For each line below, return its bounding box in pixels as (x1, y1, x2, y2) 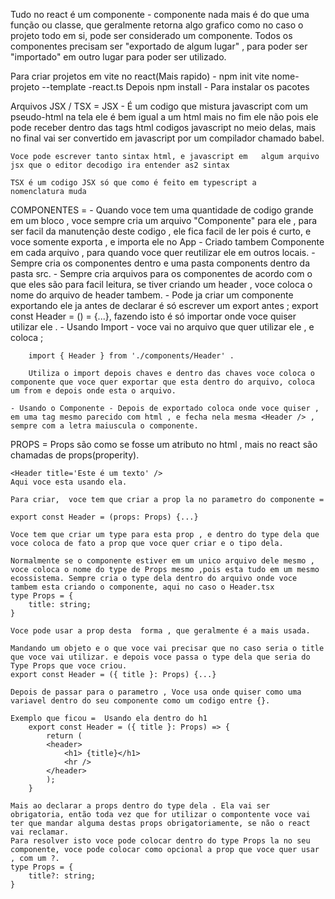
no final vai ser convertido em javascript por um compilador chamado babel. (10, 132, 325, 144)
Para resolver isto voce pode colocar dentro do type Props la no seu (10, 836, 311, 846)
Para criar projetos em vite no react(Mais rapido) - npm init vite (10, 70, 270, 82)
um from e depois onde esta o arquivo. (10, 386, 177, 396)
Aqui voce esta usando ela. (10, 477, 128, 487)
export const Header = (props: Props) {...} (10, 512, 199, 522)
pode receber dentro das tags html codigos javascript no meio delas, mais (10, 122, 317, 133)
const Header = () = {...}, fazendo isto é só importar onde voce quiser (10, 310, 297, 322)
